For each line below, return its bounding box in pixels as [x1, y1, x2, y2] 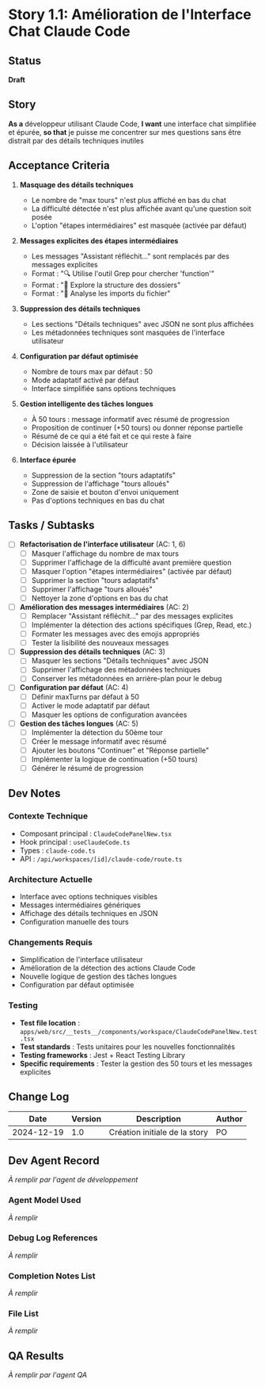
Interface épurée [19, 454, 77, 465]
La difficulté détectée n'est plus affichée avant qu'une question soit [31, 204, 252, 213]
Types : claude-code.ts [19, 845, 97, 855]
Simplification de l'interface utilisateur [19, 955, 144, 964]
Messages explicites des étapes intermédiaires [19, 236, 179, 245]
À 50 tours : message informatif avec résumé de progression [31, 414, 230, 423]
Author [215, 1113, 244, 1125]
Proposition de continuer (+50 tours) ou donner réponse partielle [31, 423, 244, 432]
